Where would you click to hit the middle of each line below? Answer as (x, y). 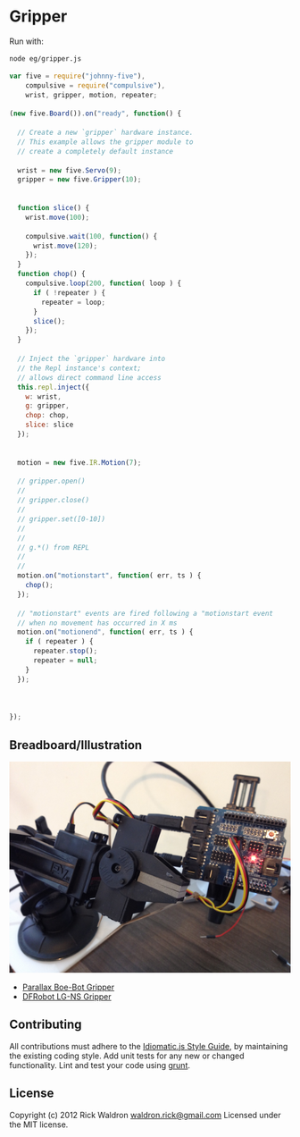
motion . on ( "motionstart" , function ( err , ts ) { (109, 576)
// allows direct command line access (90, 377)
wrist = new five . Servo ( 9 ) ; (70, 170)
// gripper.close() (54, 501)
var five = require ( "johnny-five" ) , (77, 76)
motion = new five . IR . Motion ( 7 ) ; (79, 462)
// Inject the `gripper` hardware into (92, 359)
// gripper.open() (52, 481)
